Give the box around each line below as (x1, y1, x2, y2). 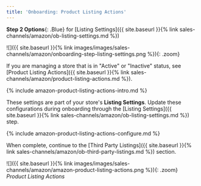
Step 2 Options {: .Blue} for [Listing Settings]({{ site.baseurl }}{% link (6, 26, 178, 33)
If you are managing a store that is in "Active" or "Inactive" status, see (6, 62, 182, 69)
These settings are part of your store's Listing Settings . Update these (6, 98, 182, 106)
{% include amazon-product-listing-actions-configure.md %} (6, 129, 160, 137)
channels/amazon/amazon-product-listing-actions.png (6, 166, 144, 173)
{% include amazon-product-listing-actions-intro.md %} (6, 86, 147, 94)
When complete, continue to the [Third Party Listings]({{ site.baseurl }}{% (6, 141, 192, 149)
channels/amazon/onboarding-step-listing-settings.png (6, 50, 146, 58)
